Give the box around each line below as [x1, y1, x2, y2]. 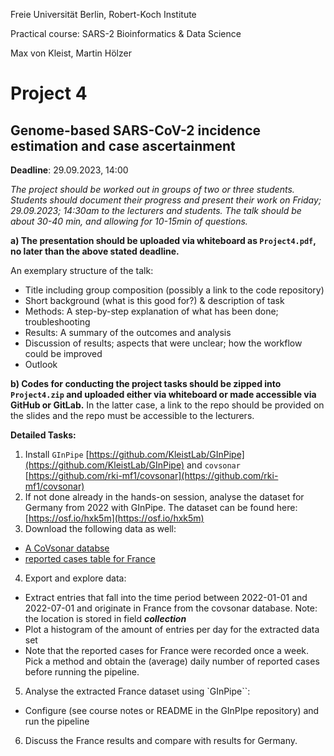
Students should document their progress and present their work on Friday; [10, 194, 322, 206]
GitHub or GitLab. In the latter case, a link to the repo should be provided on [10, 399, 325, 411]
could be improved [24, 348, 103, 359]
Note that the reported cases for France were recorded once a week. [24, 645, 310, 656]
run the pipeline [24, 715, 90, 727]
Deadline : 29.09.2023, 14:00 [10, 164, 129, 176]
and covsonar [186, 459, 241, 471]
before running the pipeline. [24, 666, 140, 678]
